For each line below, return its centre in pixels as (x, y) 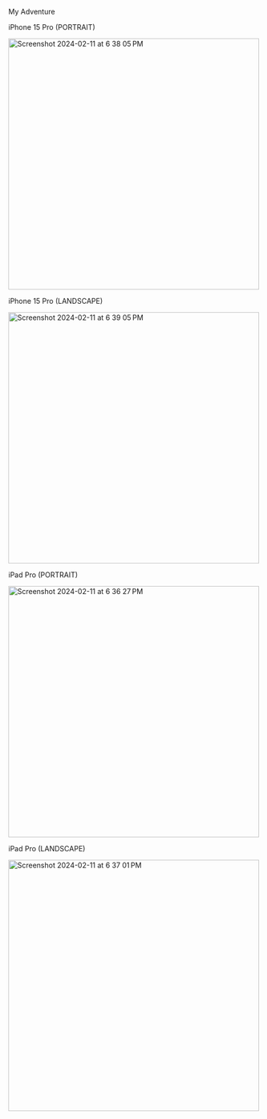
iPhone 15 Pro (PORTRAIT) (52, 27)
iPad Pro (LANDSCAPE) (47, 848)
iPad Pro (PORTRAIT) (43, 575)
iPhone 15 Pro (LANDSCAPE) (56, 301)
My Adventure (32, 12)
